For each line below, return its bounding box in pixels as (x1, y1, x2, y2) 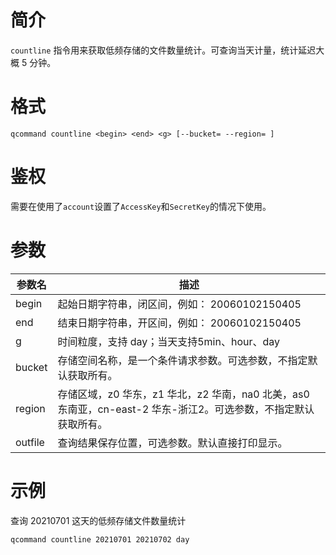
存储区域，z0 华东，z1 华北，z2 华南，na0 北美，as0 (57, 387, 310, 401)
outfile (15, 435, 45, 449)
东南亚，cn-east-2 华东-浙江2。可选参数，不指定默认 (57, 402, 315, 416)
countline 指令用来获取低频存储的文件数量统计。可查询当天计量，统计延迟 (10, 44, 317, 56)
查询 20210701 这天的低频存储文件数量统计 (10, 514, 187, 526)
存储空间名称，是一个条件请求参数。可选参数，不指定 (57, 353, 308, 367)
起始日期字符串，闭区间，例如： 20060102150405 (57, 297, 302, 311)
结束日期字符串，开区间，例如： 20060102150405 (57, 316, 302, 330)
